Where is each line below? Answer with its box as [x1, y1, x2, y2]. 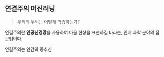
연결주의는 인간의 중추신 [5, 46, 52, 52]
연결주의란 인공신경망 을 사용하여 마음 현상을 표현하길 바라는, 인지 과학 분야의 [5, 29, 155, 35]
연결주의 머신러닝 [5, 4, 55, 13]
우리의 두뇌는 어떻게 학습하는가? [17, 19, 80, 25]
